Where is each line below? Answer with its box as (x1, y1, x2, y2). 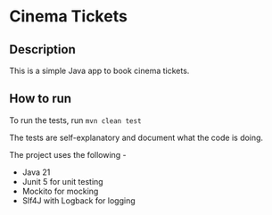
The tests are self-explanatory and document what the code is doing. (9, 132, 264, 143)
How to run (9, 91, 72, 106)
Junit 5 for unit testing (21, 176, 104, 186)
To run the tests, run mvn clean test (9, 114, 142, 126)
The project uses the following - (9, 149, 127, 160)
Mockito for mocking (21, 186, 99, 196)
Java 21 (21, 167, 51, 178)
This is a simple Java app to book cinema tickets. (9, 65, 190, 76)
